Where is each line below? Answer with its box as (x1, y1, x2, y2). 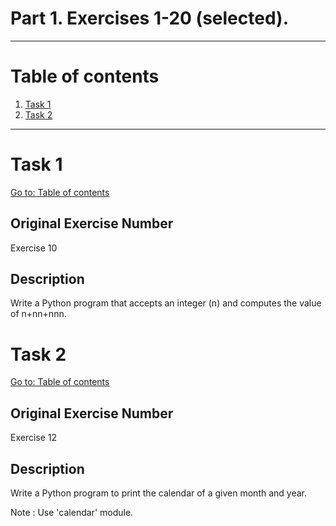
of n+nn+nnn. (10, 308, 67, 320)
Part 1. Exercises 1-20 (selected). (10, 7, 289, 30)
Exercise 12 (10, 432, 58, 444)
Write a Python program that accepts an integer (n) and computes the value (10, 297, 322, 309)
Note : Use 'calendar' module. (10, 507, 134, 518)
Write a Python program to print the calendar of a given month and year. (10, 487, 308, 499)
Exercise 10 (10, 242, 58, 254)
